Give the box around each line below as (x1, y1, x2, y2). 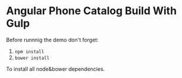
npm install (14, 48, 44, 54)
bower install (14, 55, 50, 61)
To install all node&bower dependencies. (6, 65, 105, 72)
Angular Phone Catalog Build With (6, 4, 177, 18)
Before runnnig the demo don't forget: (6, 36, 99, 43)
